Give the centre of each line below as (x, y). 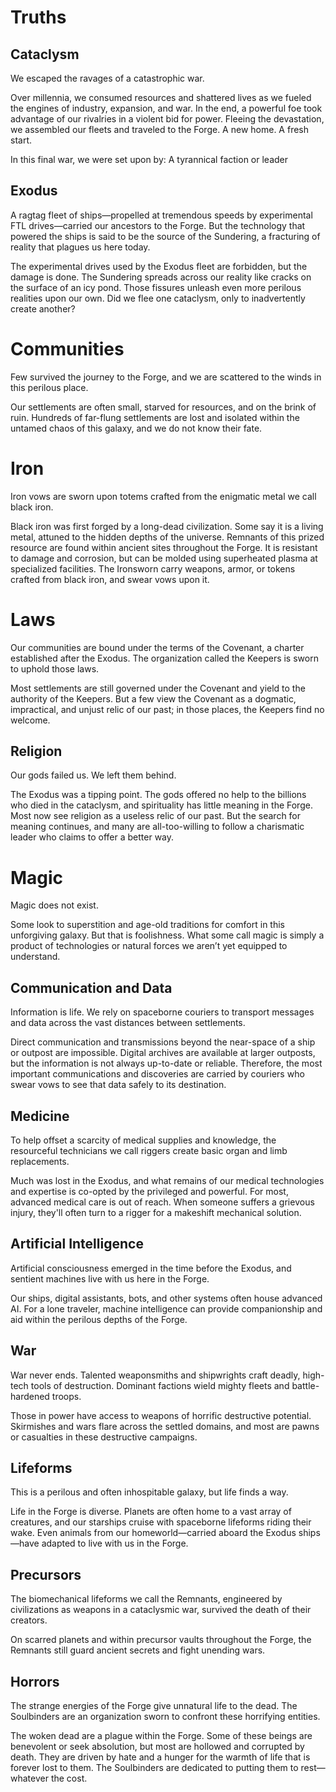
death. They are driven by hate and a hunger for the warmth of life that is (160, 1757)
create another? (43, 308)
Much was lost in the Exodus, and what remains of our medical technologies (167, 1180)
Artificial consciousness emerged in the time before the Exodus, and (151, 1268)
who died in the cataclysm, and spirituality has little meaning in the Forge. (161, 805)
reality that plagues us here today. (80, 247)
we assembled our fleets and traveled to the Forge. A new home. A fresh (160, 129)
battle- (305, 1385)
